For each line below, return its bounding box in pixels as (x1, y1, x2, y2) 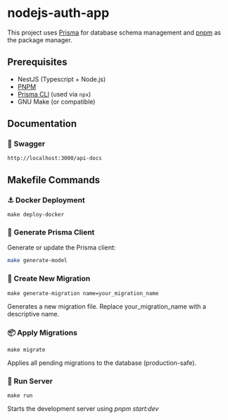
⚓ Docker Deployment (7, 195, 86, 205)
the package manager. (7, 35, 72, 44)
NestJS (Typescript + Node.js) (17, 75, 106, 83)
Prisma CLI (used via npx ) (17, 89, 91, 98)
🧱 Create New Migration (7, 273, 91, 283)
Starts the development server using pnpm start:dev (7, 404, 159, 413)
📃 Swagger (7, 139, 46, 149)
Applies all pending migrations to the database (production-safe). (7, 358, 197, 367)
